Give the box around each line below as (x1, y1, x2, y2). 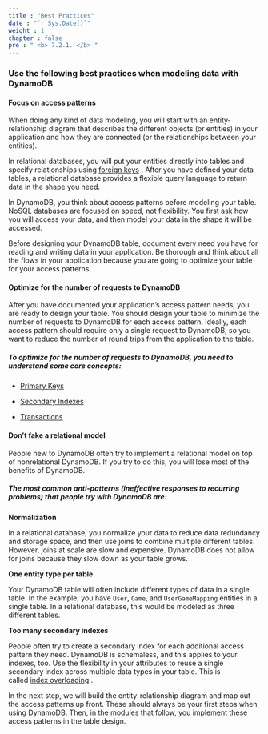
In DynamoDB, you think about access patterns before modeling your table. (8, 198, 257, 207)
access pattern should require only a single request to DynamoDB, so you (8, 326, 251, 335)
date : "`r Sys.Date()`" (8, 19, 91, 27)
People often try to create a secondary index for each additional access (8, 641, 244, 651)
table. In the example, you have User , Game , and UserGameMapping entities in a (8, 593, 258, 603)
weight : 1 (8, 26, 45, 34)
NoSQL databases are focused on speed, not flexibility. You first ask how (8, 206, 249, 216)
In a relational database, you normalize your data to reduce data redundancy (8, 527, 260, 537)
